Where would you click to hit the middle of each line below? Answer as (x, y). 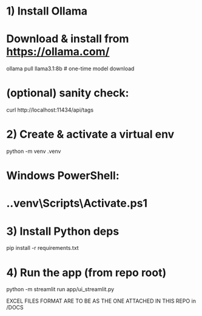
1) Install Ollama (47, 11)
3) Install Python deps (63, 231)
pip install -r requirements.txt (42, 248)
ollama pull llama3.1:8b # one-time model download (70, 69)
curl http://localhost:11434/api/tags (50, 110)
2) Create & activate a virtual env (90, 134)
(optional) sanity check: (68, 93)
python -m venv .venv (34, 151)
